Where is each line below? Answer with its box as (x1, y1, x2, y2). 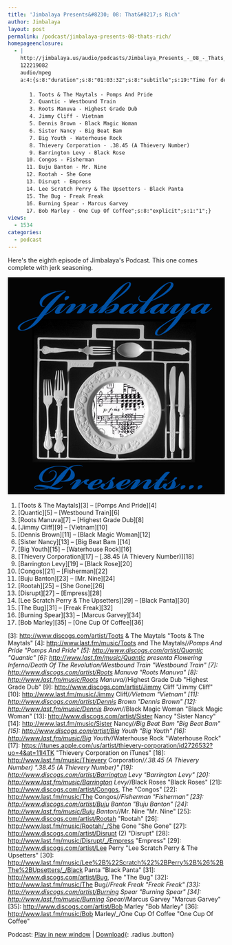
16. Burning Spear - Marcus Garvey (25, 200, 129, 207)
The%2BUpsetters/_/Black (8, 865, 83, 874)
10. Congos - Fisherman (25, 156, 95, 163)
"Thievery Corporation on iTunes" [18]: (55, 748, 166, 757)
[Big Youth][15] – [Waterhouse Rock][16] (17, 545, 132, 553)
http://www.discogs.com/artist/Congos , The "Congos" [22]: (8, 785, 178, 793)
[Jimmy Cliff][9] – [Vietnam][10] (17, 523, 108, 531)
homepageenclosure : (8, 40, 64, 48)
